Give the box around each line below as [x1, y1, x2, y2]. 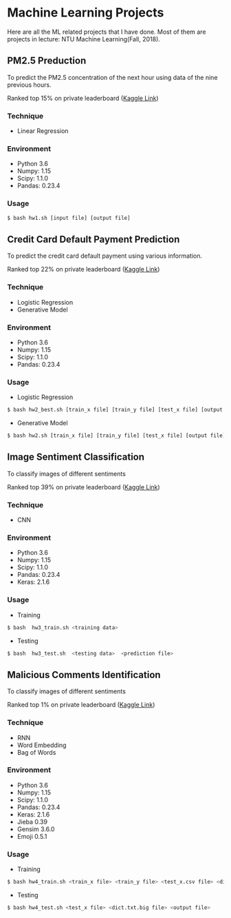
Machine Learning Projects [7, 5, 164, 21]
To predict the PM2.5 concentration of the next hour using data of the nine [7, 73, 218, 81]
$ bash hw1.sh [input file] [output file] [7, 214, 131, 221]
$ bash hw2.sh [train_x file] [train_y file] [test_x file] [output [7, 432, 208, 439]
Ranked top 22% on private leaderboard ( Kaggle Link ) [7, 265, 160, 274]
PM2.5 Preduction [7, 55, 87, 67]
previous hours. [7, 81, 52, 89]
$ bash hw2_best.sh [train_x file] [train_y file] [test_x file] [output [7, 407, 223, 414]
